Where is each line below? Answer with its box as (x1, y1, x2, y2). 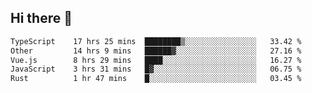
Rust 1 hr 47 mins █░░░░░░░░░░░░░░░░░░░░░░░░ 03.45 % (10, 74, 302, 84)
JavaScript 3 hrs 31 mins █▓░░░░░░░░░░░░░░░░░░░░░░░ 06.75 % (10, 64, 302, 75)
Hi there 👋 (10, 10, 73, 27)
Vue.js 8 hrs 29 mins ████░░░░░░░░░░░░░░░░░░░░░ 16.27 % (10, 55, 302, 65)
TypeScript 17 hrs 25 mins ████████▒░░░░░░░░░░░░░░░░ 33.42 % (10, 36, 302, 46)
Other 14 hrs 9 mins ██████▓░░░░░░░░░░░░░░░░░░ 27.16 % (10, 46, 302, 56)
